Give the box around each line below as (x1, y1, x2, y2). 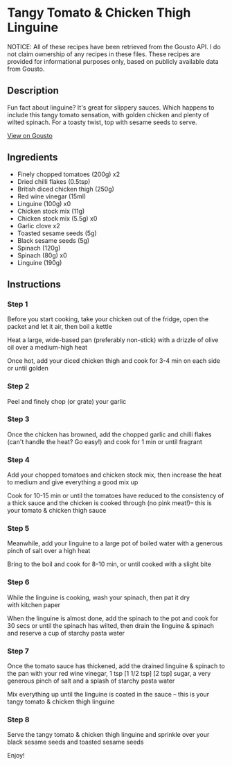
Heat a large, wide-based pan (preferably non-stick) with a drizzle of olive (7, 336, 219, 344)
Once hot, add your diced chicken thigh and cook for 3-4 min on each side (7, 357, 220, 365)
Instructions (7, 278, 61, 290)
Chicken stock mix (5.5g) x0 (17, 214, 98, 223)
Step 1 (7, 299, 28, 309)
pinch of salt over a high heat (7, 547, 91, 555)
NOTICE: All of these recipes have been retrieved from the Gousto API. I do (7, 42, 221, 51)
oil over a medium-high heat (7, 343, 88, 352)
